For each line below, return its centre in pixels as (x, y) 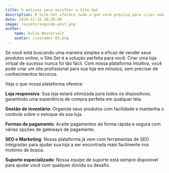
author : (13, 29)
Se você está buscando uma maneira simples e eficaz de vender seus (78, 52)
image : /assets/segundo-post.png (40, 24)
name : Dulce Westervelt (39, 33)
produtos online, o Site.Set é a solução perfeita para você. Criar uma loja (81, 58)
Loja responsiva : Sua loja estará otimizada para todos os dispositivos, (78, 94)
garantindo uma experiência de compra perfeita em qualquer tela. (74, 99)
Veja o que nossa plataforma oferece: (44, 83)
